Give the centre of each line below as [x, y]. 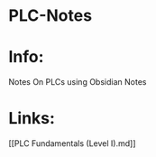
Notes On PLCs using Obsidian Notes [78, 82]
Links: [32, 119]
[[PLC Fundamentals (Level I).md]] [72, 143]
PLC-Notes [50, 16]
